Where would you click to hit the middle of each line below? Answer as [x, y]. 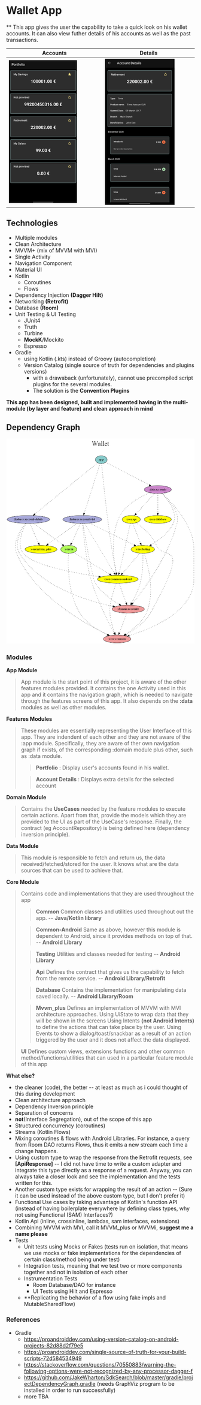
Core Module [23, 882]
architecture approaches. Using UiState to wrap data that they [112, 1015]
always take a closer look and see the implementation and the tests [98, 1177]
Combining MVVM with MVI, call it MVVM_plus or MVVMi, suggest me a [104, 1228]
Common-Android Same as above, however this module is [108, 929]
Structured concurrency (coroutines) [60, 1126]
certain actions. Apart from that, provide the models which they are [103, 816]
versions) [35, 371]
